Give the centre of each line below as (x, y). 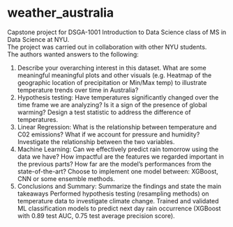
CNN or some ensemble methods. (66, 178)
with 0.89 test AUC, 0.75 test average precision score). (96, 216)
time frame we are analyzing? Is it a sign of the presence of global (112, 104)
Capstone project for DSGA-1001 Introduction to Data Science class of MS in (117, 32)
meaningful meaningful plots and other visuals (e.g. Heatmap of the (114, 75)
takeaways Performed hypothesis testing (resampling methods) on (113, 194)
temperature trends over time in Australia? (78, 90)
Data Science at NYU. (38, 39)
